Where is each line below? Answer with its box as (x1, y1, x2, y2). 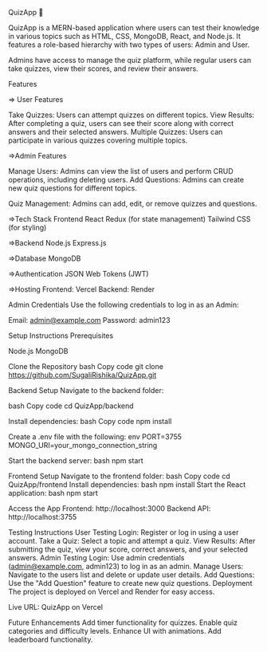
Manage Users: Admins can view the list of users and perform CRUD (8, 167, 234, 175)
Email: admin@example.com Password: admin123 (8, 316, 171, 324)
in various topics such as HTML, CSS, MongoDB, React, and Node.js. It (8, 32, 241, 41)
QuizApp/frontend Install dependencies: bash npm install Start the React (8, 480, 246, 489)
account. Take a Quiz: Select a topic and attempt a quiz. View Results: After (8, 536, 256, 545)
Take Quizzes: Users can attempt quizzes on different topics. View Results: (8, 110, 255, 120)
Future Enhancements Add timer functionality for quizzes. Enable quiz (8, 618, 238, 627)
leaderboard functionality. (8, 634, 93, 644)
